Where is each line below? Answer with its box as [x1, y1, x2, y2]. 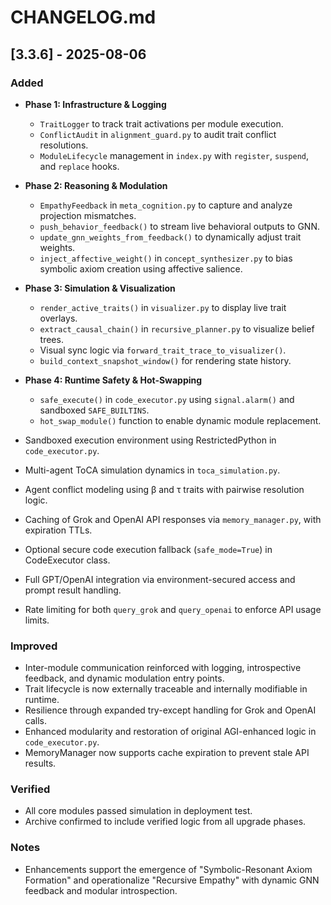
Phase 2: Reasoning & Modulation [24, 179, 168, 191]
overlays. [39, 312, 78, 324]
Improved [10, 639, 58, 653]
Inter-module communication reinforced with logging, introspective [24, 662, 302, 674]
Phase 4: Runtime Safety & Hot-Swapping [24, 374, 203, 386]
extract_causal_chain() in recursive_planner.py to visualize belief [39, 322, 315, 335]
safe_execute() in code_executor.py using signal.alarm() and [39, 393, 295, 405]
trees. [39, 333, 64, 345]
